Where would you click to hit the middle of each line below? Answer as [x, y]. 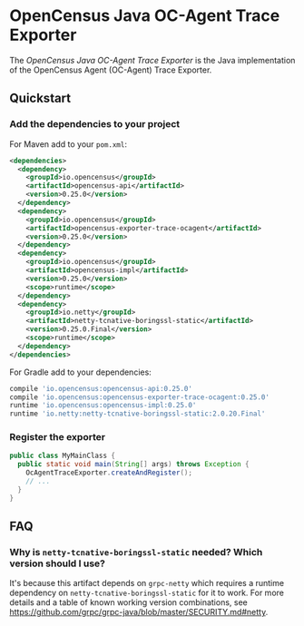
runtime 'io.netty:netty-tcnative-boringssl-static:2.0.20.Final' [137, 414]
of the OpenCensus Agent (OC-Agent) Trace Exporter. [111, 70]
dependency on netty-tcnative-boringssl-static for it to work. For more [147, 593]
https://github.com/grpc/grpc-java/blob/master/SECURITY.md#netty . [139, 612]
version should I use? [58, 563]
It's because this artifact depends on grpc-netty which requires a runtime [147, 583]
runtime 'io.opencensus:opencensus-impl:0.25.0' [103, 406]
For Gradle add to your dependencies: [80, 372]
